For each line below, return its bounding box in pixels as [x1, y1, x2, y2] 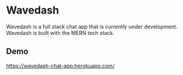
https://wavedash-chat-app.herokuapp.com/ [6, 62, 115, 69]
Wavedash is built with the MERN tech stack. [6, 29, 115, 36]
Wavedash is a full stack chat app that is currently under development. [6, 23, 178, 30]
